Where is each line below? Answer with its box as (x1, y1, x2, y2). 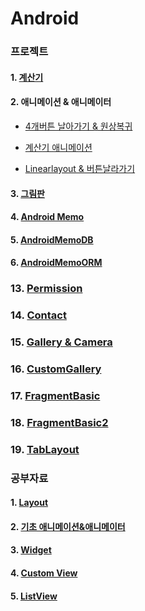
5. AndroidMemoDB (10, 233, 94, 246)
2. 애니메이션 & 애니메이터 (10, 96, 112, 108)
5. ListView (10, 590, 58, 602)
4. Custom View (10, 567, 78, 579)
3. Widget (10, 544, 52, 556)
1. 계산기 (10, 71, 44, 83)
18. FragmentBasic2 (10, 415, 109, 429)
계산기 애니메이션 (24, 141, 93, 153)
